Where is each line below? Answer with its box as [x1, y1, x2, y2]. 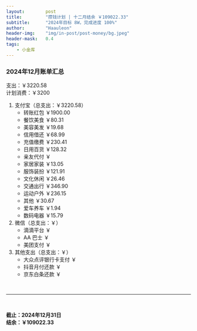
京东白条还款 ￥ [23, 271, 62, 278]
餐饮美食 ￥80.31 [23, 116, 64, 123]
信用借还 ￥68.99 [23, 131, 65, 138]
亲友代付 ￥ [23, 153, 51, 161]
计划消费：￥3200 [6, 89, 50, 96]
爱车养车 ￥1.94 [23, 205, 61, 212]
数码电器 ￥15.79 [23, 212, 63, 219]
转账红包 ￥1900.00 [23, 109, 70, 116]
